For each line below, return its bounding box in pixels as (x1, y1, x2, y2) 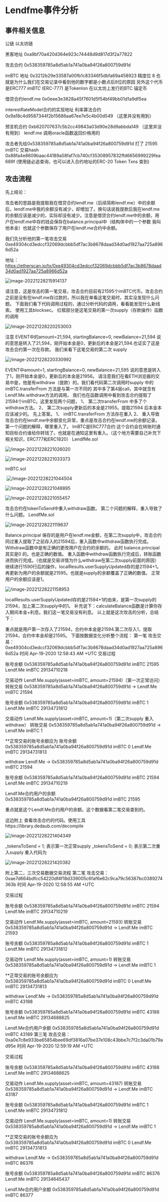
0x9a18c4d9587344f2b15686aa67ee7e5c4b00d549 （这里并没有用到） (5, 113, 154, 119)
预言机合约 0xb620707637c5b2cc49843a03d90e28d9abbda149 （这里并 (5, 124, 158, 129)
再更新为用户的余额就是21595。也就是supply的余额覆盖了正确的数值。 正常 (5, 570, 160, 576)
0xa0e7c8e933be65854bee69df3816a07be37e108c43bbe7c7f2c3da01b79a (5, 1037, 163, 1043)
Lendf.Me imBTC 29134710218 (5, 667, 68, 673)
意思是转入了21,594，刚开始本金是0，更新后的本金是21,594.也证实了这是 (9, 340, 160, 346)
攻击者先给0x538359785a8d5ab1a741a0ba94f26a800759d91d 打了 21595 (5, 140, 158, 147)
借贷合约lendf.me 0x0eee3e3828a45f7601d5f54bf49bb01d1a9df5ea (5, 96, 147, 102)
